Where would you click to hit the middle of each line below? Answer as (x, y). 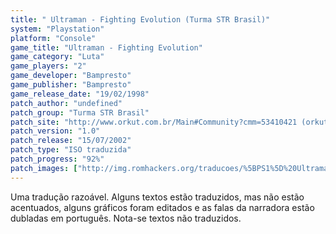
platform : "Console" (53, 38)
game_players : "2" (48, 66)
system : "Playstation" (57, 29)
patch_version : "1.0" (55, 131)
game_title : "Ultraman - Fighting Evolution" (106, 47)
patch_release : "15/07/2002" (71, 141)
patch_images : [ (44, 168)
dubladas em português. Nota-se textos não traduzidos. (126, 218)
